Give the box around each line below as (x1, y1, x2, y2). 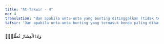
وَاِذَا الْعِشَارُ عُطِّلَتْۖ (5, 33, 42, 39)
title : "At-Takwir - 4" (5, 7, 54, 12)
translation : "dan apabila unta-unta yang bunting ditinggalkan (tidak (5, 16, 154, 21)
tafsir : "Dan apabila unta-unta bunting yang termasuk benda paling (5, 20, 147, 25)
